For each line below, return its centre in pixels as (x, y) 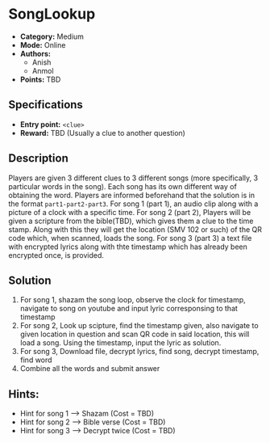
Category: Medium (52, 36)
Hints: (24, 394)
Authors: (35, 53)
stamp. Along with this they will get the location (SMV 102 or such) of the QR (135, 229)
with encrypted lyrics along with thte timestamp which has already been (128, 247)
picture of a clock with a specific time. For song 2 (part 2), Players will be (130, 212)
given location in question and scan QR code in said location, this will (135, 334)
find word (36, 360)
